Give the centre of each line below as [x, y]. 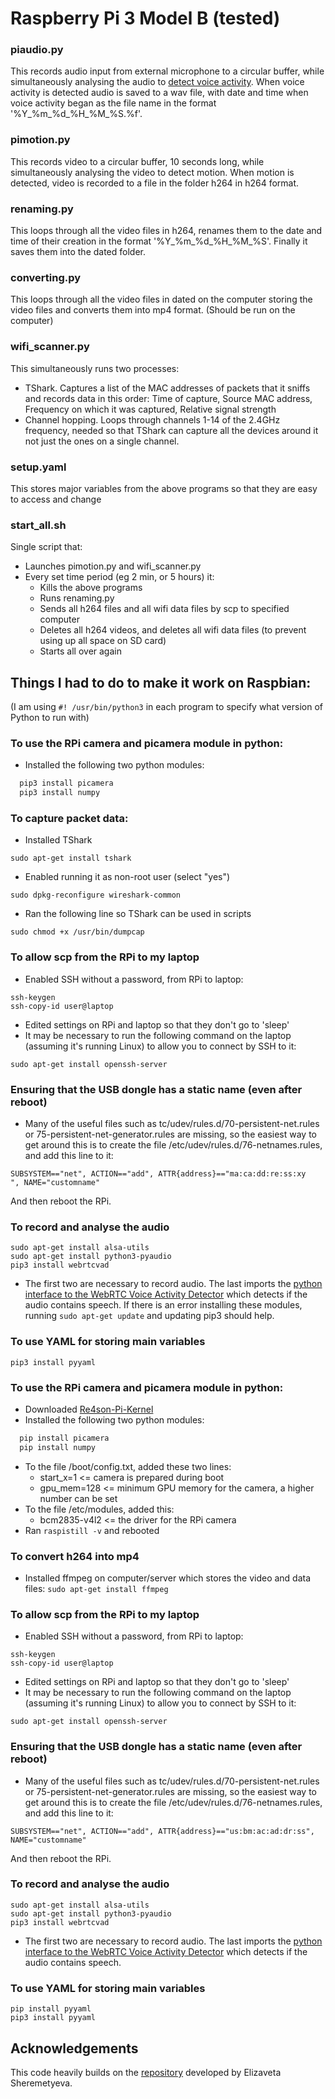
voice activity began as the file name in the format [113, 103]
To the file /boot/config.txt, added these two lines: [128, 1466]
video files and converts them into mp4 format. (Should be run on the [153, 310]
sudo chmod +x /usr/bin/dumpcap [77, 932]
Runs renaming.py [77, 598]
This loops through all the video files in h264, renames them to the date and [166, 231]
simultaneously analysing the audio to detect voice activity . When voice [157, 82]
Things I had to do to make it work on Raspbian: [161, 682]
